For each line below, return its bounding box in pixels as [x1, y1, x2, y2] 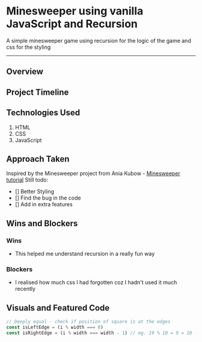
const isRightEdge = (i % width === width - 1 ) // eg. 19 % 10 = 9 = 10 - [6, 330, 198, 336]
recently [14, 285, 36, 293]
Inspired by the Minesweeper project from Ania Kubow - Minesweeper [6, 170, 180, 177]
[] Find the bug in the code [14, 194, 81, 201]
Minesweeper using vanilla [6, 4, 144, 18]
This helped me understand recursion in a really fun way [14, 250, 155, 258]
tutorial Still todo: [6, 176, 49, 183]
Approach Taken [6, 154, 70, 164]
